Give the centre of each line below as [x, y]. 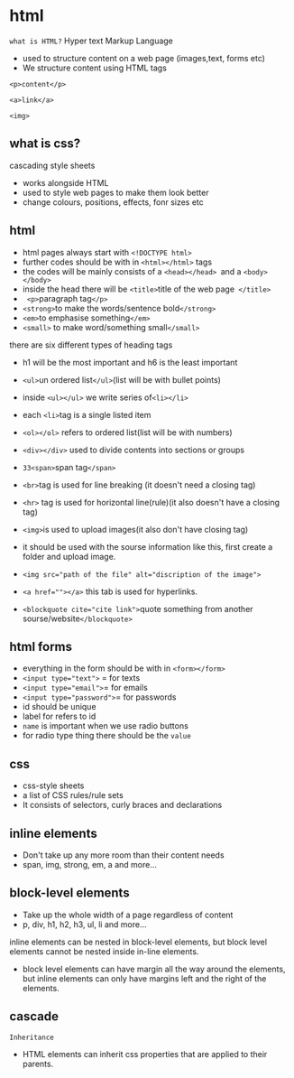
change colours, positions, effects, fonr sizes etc [113, 202]
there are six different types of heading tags [91, 345]
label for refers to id [59, 716]
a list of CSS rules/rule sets [73, 795]
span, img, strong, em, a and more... [90, 864]
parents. [38, 1064]
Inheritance [32, 1037]
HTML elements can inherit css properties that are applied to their [145, 1054]
